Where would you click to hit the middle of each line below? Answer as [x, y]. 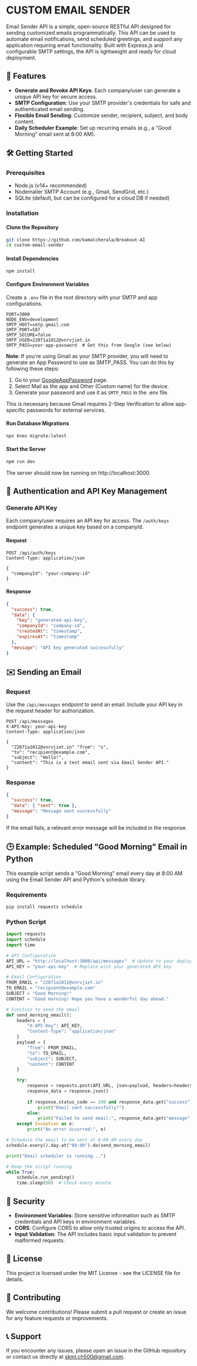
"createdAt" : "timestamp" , [50, 631]
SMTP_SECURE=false [28, 335]
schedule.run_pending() [46, 1177]
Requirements [27, 894]
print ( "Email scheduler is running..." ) [56, 1156]
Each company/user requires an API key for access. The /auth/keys [88, 521]
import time [21, 945]
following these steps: [33, 368]
